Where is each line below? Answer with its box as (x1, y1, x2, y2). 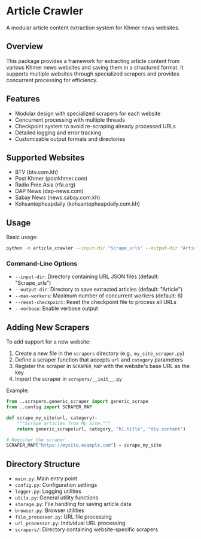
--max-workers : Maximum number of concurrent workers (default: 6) (14, 292, 183, 299)
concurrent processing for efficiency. (6, 76, 98, 83)
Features (6, 94, 40, 104)
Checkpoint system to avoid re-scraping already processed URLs (14, 122, 176, 130)
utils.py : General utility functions (14, 494, 99, 501)
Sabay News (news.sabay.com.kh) (14, 194, 100, 201)
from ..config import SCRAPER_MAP (6, 404, 93, 410)
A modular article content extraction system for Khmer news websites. (6, 24, 180, 31)
